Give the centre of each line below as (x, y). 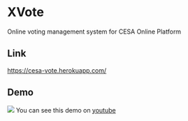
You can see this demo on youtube (66, 110)
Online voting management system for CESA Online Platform (94, 31)
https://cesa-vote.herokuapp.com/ (57, 70)
